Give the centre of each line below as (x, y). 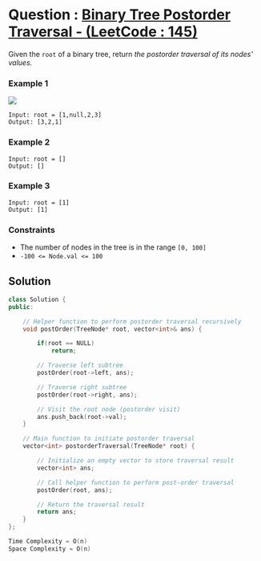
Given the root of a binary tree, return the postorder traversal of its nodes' (131, 54)
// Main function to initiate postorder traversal (109, 439)
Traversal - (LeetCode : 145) (103, 32)
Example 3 (29, 186)
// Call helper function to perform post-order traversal (136, 482)
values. (20, 63)
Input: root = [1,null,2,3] (55, 115)
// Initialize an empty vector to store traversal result (136, 461)
